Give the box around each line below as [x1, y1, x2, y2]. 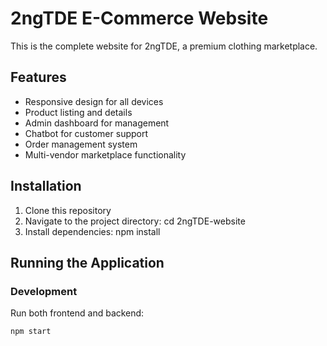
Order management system [24, 138, 138, 150]
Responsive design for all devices [24, 95, 164, 107]
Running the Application [10, 254, 165, 271]
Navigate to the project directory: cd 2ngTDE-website [24, 215, 246, 227]
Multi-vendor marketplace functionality [24, 148, 187, 161]
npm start [10, 327, 52, 337]
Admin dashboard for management [24, 117, 170, 129]
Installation [10, 178, 82, 195]
